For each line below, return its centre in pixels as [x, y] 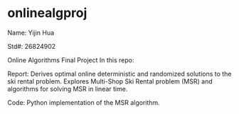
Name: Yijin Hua [31, 33]
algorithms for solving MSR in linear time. [68, 89]
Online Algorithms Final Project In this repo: [71, 60]
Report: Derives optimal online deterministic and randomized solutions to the [119, 74]
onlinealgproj [47, 13]
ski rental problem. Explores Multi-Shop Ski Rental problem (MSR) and [110, 81]
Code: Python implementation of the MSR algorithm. [84, 102]
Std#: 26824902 [32, 46]
